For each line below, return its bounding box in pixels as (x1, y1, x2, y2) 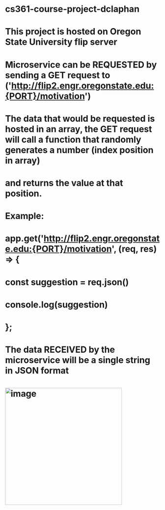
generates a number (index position (5, 144, 154, 156)
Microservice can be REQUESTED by (5, 59, 157, 70)
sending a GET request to (5, 69, 110, 81)
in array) (5, 155, 40, 166)
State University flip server (5, 36, 117, 48)
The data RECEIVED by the (5, 344, 115, 355)
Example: (5, 210, 44, 222)
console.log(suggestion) (5, 299, 108, 310)
